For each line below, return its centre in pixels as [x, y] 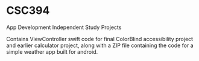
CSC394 [28, 11]
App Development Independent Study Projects [64, 27]
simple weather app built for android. [52, 51]
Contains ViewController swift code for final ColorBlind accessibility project [100, 39]
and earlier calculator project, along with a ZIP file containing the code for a [100, 45]
